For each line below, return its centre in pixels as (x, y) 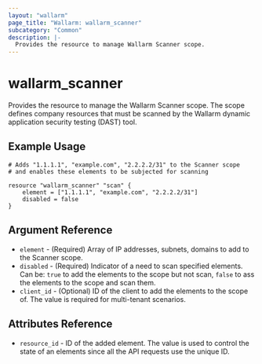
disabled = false (51, 199)
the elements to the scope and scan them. (87, 282)
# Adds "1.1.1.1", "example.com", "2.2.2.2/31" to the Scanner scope (124, 165)
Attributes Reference (60, 324)
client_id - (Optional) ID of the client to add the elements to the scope (134, 291)
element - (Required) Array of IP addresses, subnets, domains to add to (134, 249)
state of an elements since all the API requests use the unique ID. (124, 351)
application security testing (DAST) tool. (73, 122)
